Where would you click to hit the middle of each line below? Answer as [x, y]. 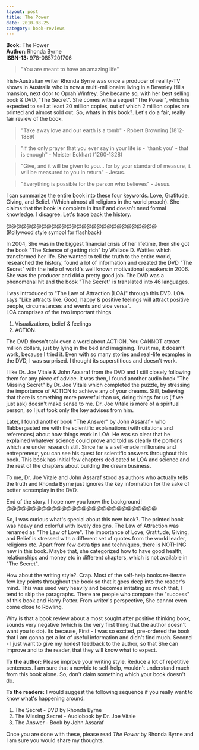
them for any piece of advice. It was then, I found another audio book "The [97, 379]
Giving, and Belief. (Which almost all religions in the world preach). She [93, 202]
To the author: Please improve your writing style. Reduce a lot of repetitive [97, 662]
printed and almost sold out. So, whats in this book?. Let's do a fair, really [96, 112]
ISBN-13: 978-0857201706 [39, 58]
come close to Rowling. [35, 607]
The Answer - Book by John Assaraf [59, 723]
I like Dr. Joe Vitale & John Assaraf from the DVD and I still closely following [99, 372]
